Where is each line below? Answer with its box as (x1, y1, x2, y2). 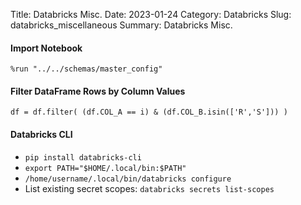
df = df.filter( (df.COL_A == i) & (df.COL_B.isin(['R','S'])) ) (10, 107, 288, 118)
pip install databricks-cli (24, 152, 142, 163)
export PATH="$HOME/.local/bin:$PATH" (24, 163, 187, 173)
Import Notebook (10, 42, 83, 54)
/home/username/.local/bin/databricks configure (24, 174, 232, 184)
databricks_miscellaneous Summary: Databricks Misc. (10, 19, 233, 31)
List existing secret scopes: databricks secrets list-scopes (24, 182, 275, 194)
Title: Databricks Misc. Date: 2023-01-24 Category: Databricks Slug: (10, 9, 292, 20)
